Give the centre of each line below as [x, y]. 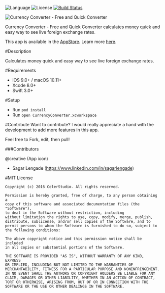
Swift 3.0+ [23, 91]
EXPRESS [13, 260]
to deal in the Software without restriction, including [65, 213]
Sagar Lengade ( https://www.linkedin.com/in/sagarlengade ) [73, 168]
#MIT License [19, 178]
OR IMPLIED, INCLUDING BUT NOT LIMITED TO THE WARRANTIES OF [69, 265]
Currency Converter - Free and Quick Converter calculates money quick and [82, 27]
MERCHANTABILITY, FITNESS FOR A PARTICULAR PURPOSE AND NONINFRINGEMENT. [82, 269]
